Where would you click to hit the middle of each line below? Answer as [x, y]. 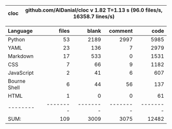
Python [17, 39]
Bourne [17, 81]
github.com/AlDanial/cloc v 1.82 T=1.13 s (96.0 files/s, [94, 10]
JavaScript [21, 73]
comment [121, 31]
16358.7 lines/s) [94, 16]
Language [20, 31]
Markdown [21, 56]
